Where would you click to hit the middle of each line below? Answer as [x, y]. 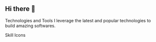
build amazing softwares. [30, 26]
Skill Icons [15, 35]
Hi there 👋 [20, 9]
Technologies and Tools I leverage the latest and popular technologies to [78, 20]
